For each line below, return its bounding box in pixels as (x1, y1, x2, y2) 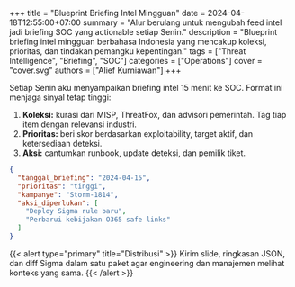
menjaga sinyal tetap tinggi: (9, 92, 112, 103)
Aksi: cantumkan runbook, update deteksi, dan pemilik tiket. (22, 148, 246, 158)
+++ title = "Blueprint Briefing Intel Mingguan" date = (9, 8, 206, 18)
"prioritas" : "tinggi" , (17, 182, 106, 191)
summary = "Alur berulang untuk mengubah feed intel (82, 17, 282, 28)
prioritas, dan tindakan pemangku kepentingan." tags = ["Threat (9, 46, 246, 57)
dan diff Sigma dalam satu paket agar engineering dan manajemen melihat (9, 257, 285, 268)
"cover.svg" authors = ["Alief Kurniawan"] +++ (9, 65, 182, 76)
